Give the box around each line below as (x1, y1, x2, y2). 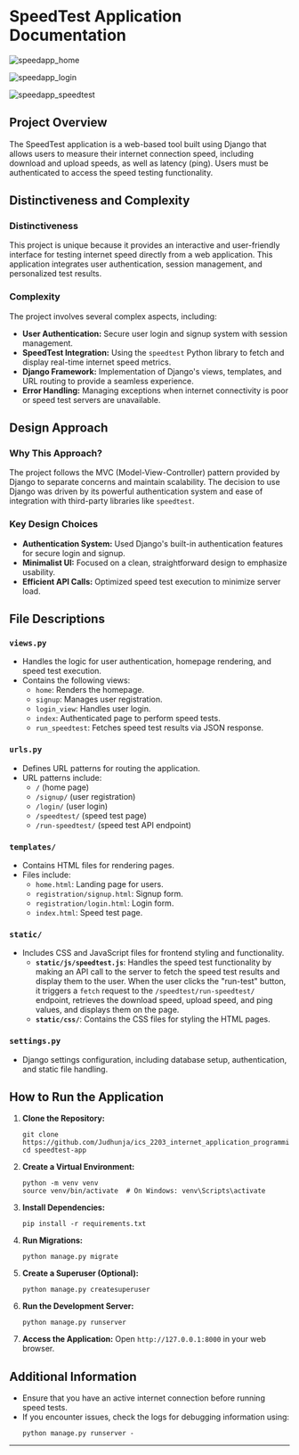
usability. (21, 566, 56, 577)
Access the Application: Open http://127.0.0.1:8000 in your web (21, 1334, 267, 1344)
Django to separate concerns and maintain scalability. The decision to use (9, 477, 280, 488)
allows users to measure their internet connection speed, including (9, 148, 254, 159)
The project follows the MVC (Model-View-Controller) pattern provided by (9, 467, 280, 478)
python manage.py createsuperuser (21, 1286, 150, 1295)
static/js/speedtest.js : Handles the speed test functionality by (35, 957, 272, 968)
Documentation (9, 25, 127, 45)
